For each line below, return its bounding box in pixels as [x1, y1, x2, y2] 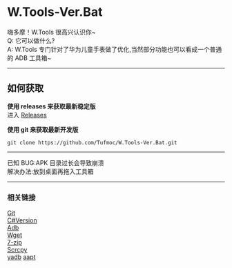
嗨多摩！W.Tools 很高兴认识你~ [7, 28, 96, 36]
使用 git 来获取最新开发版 [7, 125, 79, 133]
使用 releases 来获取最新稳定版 [7, 102, 96, 111]
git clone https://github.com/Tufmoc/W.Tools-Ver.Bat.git [7, 139, 177, 146]
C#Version [7, 216, 37, 224]
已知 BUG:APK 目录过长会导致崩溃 [7, 158, 104, 166]
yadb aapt [7, 253, 36, 261]
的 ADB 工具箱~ [7, 53, 52, 62]
